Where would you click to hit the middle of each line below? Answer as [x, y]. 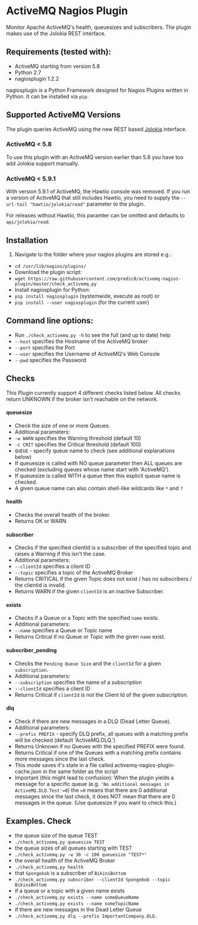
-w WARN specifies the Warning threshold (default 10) [78, 438]
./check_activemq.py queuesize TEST [60, 842]
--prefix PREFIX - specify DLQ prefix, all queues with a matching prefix [101, 734]
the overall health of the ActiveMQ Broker [65, 860]
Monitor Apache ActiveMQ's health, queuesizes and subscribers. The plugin [99, 27]
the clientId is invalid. [40, 585]
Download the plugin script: [48, 272]
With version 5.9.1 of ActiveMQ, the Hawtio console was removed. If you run [98, 191]
